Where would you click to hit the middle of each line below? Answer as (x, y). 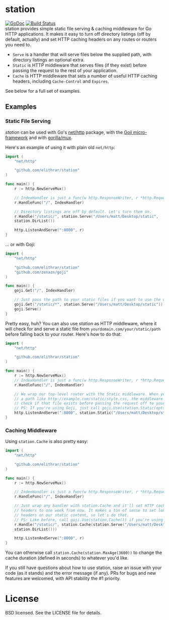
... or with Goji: (20, 244)
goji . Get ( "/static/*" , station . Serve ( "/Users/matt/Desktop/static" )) (89, 304)
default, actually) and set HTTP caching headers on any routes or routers (81, 39)
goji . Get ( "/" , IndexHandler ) (45, 291)
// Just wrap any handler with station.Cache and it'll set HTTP (84, 506)
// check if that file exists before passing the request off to (84, 404)
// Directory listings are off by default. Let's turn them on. (83, 212)
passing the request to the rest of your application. (65, 70)
